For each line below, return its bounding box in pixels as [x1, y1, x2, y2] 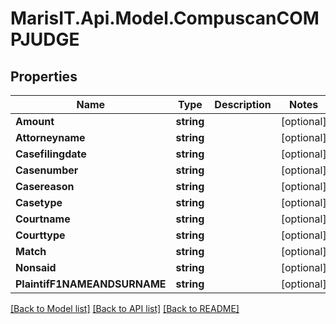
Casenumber [15, 163, 79, 177]
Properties [10, 68, 78, 85]
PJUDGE [10, 28, 80, 51]
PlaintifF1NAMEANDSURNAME [15, 277, 167, 291]
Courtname [15, 212, 71, 226]
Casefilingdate [15, 147, 87, 161]
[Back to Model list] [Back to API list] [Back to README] [10, 303, 240, 314]
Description [214, 98, 272, 111]
